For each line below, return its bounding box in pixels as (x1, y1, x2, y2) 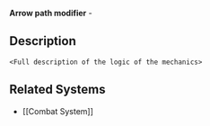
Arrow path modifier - (9, 8, 92, 18)
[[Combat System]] (22, 105, 94, 116)
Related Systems (9, 82, 106, 97)
